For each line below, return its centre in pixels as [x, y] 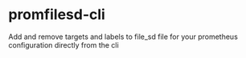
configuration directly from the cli [64, 44]
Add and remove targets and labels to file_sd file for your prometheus [123, 37]
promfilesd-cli [57, 15]
